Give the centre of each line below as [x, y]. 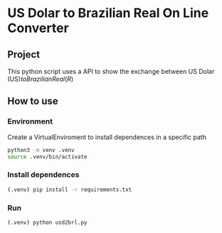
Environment [30, 121]
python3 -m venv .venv [41, 150]
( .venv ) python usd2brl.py [47, 222]
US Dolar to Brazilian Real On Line [108, 13]
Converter [38, 28]
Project [24, 54]
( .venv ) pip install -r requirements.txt [70, 190]
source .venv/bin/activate [47, 157]
